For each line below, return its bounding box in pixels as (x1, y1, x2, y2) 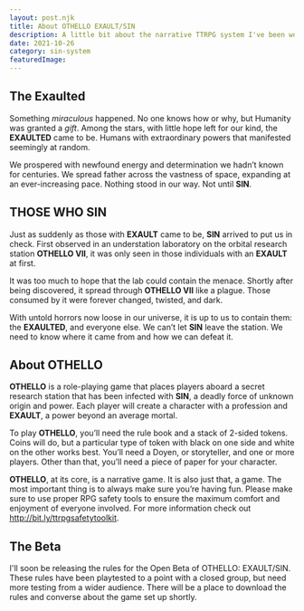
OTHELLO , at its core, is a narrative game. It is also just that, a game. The (9, 474, 282, 485)
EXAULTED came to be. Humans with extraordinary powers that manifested (9, 132, 291, 143)
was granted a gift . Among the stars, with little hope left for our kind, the (9, 122, 278, 133)
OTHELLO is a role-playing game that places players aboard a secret (9, 381, 265, 392)
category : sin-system (9, 47, 91, 56)
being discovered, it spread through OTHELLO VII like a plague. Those (9, 284, 271, 295)
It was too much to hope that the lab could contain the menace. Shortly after (9, 275, 294, 286)
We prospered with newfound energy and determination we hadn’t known (9, 159, 284, 170)
